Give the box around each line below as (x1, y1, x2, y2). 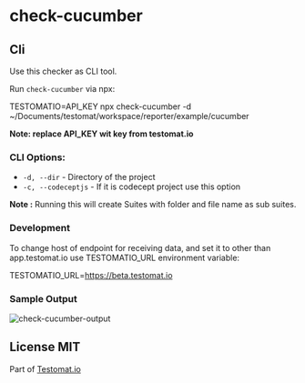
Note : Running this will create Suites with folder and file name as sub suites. (9, 199, 297, 210)
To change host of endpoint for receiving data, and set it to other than (9, 242, 271, 253)
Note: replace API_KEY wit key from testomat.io (9, 128, 194, 139)
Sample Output (9, 292, 77, 305)
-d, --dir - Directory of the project (22, 172, 156, 183)
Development (9, 222, 71, 235)
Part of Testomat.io (9, 363, 82, 374)
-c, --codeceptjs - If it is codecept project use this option (22, 181, 241, 192)
